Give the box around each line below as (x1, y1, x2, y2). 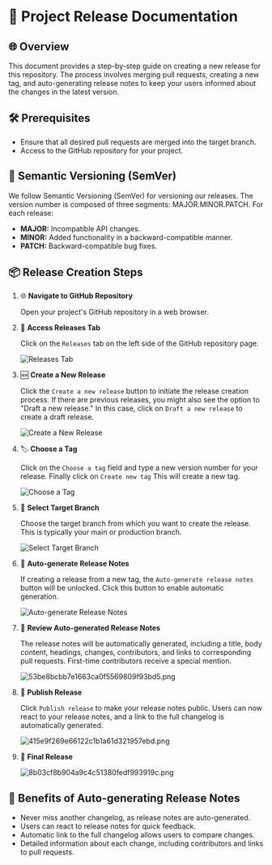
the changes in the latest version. (8, 87, 120, 97)
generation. (19, 592, 59, 601)
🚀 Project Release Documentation (8, 7, 239, 26)
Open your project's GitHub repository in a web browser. (19, 308, 209, 317)
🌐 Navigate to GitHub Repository (19, 291, 134, 301)
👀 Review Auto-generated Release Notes (19, 623, 160, 633)
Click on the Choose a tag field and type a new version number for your (19, 463, 258, 473)
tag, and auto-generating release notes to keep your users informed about (8, 79, 257, 88)
